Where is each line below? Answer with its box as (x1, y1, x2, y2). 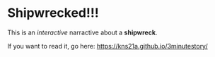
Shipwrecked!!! (7, 5, 99, 21)
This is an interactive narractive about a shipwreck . (7, 28, 158, 37)
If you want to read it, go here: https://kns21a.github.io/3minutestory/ (7, 42, 208, 50)
